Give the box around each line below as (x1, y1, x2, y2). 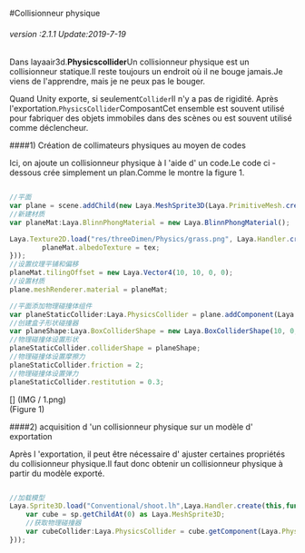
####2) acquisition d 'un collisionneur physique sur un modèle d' (9, 421, 253, 432)
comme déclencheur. (9, 123, 89, 133)
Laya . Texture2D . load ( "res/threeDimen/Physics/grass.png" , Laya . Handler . (9, 234, 290, 243)
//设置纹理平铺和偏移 (9, 260, 79, 269)
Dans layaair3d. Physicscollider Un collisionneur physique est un (9, 56, 250, 67)
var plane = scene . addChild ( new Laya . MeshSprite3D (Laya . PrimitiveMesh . (9, 202, 286, 211)
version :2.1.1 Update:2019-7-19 (9, 28, 127, 39)
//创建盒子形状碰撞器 (9, 318, 79, 328)
